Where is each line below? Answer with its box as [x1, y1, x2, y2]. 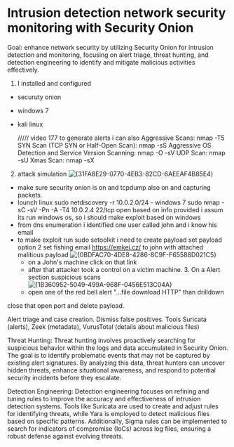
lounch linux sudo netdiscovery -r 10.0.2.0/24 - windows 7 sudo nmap [17, 198, 221, 207]
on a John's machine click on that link [27, 258, 137, 266]
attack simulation [17, 169, 67, 178]
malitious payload [17, 250, 69, 259]
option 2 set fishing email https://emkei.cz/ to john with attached [17, 242, 204, 251]
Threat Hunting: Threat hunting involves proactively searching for [7, 336, 196, 344]
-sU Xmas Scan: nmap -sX [17, 156, 95, 164]
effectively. [7, 65, 40, 74]
